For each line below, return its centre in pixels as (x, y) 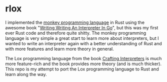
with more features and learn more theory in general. (59, 49)
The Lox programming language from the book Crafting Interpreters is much (83, 58)
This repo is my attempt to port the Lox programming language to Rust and (82, 69)
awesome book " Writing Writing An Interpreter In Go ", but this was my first (82, 27)
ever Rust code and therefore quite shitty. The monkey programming (76, 33)
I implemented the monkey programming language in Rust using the (75, 22)
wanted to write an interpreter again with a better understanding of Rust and (84, 43)
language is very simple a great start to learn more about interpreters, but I (82, 38)
